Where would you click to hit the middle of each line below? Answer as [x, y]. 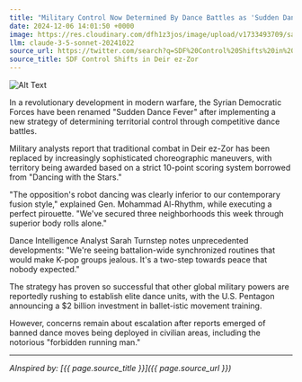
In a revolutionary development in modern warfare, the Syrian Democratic [146, 102]
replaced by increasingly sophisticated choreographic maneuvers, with [141, 158]
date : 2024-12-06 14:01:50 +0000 [72, 26]
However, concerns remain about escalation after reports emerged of [138, 323]
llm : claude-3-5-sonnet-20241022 [72, 43]
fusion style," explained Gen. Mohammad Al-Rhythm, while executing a [141, 204]
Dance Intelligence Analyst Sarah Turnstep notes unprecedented [129, 240]
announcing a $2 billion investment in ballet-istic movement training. [136, 306]
